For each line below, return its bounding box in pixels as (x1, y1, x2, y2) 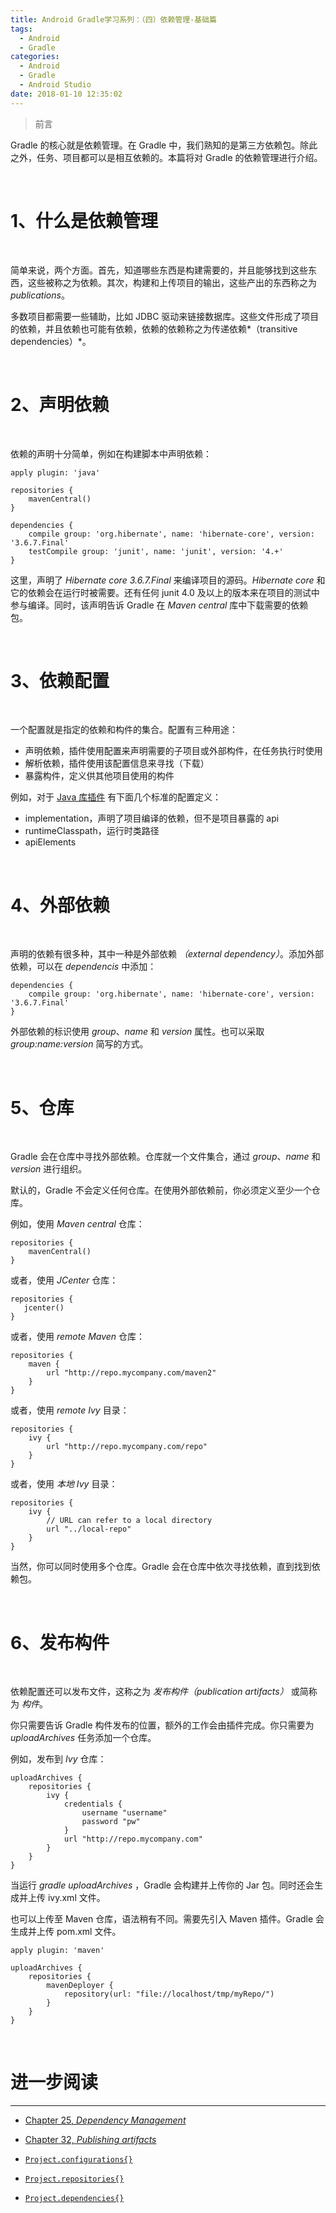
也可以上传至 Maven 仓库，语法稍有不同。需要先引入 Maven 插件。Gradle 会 (10, 1913, 325, 1925)
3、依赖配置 (10, 669, 110, 692)
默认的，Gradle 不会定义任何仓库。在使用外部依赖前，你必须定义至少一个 (10, 1184, 312, 1196)
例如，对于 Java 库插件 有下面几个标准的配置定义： (10, 791, 222, 803)
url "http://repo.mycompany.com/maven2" (46, 1368, 217, 1378)
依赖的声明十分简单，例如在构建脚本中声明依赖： (10, 447, 212, 460)
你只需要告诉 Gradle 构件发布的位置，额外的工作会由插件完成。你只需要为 (10, 1719, 315, 1731)
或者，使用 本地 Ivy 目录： (10, 1478, 118, 1490)
